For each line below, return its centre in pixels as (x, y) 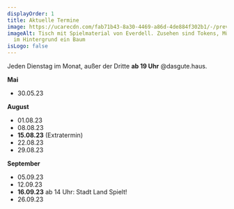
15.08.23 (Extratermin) (50, 135)
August (18, 107)
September (24, 164)
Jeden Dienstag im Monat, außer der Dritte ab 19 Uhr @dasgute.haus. (107, 66)
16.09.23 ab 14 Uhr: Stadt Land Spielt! (72, 192)
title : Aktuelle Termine (43, 20)
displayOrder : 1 (31, 14)
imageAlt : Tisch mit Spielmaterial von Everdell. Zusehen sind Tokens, (113, 33)
